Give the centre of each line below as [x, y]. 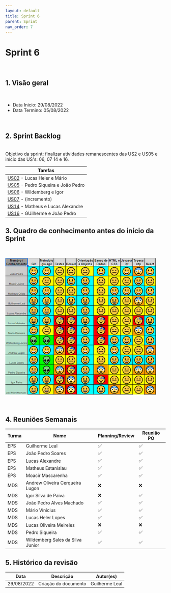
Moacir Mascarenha [47, 475]
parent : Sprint [21, 21]
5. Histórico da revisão [41, 562]
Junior [33, 545]
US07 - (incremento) [30, 199]
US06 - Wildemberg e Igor [35, 192]
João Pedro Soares [46, 454]
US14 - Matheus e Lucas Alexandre [45, 206]
